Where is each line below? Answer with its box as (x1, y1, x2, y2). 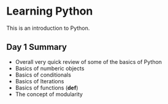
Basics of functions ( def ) (15, 84, 78, 91)
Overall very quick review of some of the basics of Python (15, 58, 162, 65)
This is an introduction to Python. (6, 24, 90, 32)
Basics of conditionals (15, 71, 72, 78)
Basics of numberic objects (15, 64, 85, 72)
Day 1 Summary (6, 42, 67, 52)
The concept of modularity (15, 90, 83, 98)
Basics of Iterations (15, 77, 64, 85)
